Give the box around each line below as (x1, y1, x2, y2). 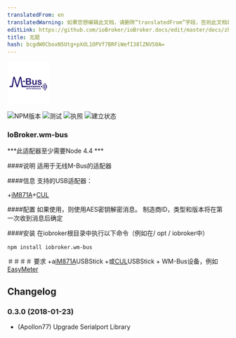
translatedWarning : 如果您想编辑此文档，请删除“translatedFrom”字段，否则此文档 (7, 18, 228, 26)
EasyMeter (7, 265, 39, 274)
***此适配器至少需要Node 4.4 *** (7, 146, 104, 155)
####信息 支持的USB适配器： (7, 177, 93, 185)
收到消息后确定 (19, 214, 63, 223)
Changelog (7, 285, 57, 297)
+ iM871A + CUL (7, 191, 49, 199)
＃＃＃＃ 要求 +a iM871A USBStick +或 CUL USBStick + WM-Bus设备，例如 (7, 257, 218, 265)
